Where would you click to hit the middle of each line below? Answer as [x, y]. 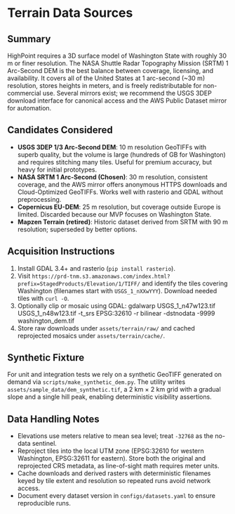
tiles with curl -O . [43, 298]
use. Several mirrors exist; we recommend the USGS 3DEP [127, 93]
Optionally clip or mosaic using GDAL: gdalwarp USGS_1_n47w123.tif [116, 306]
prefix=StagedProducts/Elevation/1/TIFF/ [79, 284]
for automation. [29, 108]
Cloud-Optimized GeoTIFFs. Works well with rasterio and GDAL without [120, 192]
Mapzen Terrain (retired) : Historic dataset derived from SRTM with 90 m [123, 221]
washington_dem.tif [46, 321]
